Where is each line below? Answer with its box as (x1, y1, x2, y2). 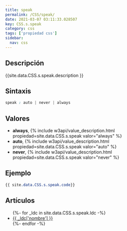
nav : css (10, 40, 28, 45)
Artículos (5, 196, 35, 205)
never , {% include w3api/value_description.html (12, 149, 112, 155)
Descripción (5, 59, 44, 68)
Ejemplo (5, 169, 31, 178)
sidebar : (5, 36, 24, 41)
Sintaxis (5, 87, 32, 95)
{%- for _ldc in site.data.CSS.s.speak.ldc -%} (12, 210, 106, 216)
